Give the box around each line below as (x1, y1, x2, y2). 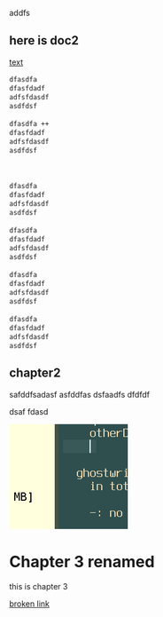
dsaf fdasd (9, 406, 49, 416)
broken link (9, 598, 50, 609)
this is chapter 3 (9, 581, 68, 591)
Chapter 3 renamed (9, 551, 155, 572)
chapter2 (9, 366, 61, 381)
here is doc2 (9, 33, 80, 48)
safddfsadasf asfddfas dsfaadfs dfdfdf (9, 389, 151, 399)
